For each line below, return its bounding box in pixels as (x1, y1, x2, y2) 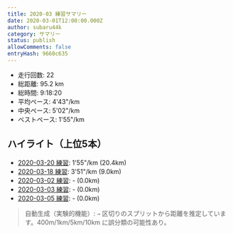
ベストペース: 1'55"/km (17, 115, 85, 123)
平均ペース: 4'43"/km (17, 97, 80, 105)
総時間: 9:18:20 (17, 88, 63, 97)
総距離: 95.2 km (17, 79, 64, 88)
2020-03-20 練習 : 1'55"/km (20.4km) (17, 158, 126, 167)
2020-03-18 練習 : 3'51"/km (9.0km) (17, 167, 122, 175)
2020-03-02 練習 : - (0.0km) (17, 176, 100, 185)
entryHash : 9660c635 (7, 51, 69, 58)
